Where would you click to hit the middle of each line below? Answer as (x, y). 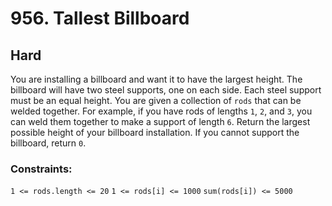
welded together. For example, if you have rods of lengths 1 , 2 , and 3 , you (161, 111)
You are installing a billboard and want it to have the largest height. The (156, 79)
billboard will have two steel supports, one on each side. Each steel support (166, 90)
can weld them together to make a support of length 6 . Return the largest (160, 121)
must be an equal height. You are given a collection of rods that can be (156, 100)
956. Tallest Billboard (100, 18)
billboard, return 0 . (48, 143)
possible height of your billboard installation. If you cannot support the (155, 132)
